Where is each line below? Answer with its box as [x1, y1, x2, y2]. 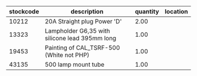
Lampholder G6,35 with [45, 27, 110, 34]
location [165, 8, 188, 15]
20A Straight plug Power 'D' [45, 18, 122, 25]
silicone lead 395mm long [45, 34, 117, 42]
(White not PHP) [45, 51, 90, 59]
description [70, 8, 104, 15]
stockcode [9, 8, 39, 15]
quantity [134, 8, 159, 15]
